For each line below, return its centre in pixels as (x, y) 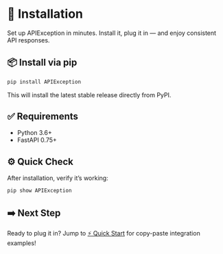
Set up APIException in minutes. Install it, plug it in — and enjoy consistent (112, 33)
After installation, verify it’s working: (58, 178)
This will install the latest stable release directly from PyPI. (89, 94)
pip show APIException (39, 191)
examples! (22, 243)
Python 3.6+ (35, 133)
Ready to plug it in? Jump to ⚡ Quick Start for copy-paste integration (104, 233)
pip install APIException (44, 81)
